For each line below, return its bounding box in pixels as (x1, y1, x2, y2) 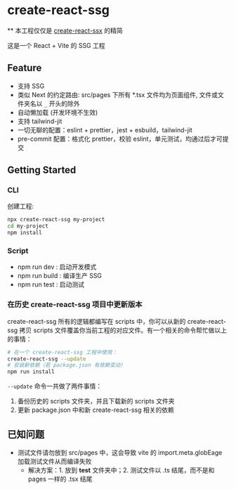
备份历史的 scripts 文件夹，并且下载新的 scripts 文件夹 (17, 397, 175, 406)
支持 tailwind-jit (17, 117, 63, 125)
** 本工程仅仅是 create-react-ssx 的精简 (7, 26, 123, 34)
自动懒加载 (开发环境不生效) (17, 108, 98, 116)
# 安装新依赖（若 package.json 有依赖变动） (7, 362, 126, 369)
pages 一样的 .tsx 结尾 (27, 475, 93, 483)
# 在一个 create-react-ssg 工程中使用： (7, 348, 118, 356)
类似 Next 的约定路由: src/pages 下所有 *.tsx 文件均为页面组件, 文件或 (17, 90, 218, 99)
